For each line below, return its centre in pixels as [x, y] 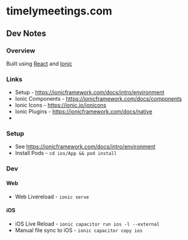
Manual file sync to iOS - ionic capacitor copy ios [79, 230]
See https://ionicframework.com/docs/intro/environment [85, 147]
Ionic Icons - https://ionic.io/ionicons [61, 105]
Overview [21, 51]
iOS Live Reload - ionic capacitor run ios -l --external [87, 224]
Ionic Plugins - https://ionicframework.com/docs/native [83, 112]
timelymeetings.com [59, 11]
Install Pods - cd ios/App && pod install [66, 153]
